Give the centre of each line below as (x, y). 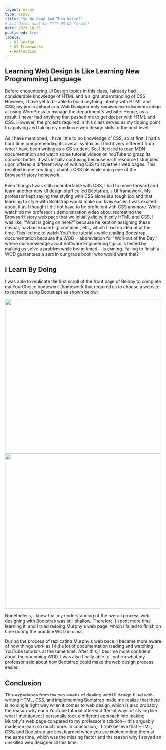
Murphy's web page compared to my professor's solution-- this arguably (80, 721)
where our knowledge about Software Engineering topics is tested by (76, 244)
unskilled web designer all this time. (42, 742)
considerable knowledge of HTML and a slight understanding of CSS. (76, 96)
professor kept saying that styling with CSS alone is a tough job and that (79, 196)
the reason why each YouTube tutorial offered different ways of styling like (81, 710)
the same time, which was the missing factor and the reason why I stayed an (83, 737)
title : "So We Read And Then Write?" (44, 19)
